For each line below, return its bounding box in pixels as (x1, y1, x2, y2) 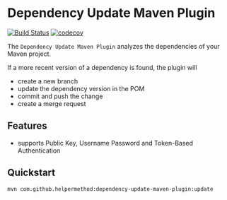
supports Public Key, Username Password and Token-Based (17, 139, 193, 147)
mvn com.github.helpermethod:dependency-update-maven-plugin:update (7, 185, 214, 192)
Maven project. (7, 49, 52, 58)
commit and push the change (17, 92, 103, 100)
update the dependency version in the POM (17, 84, 145, 93)
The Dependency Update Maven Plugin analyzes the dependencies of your (7, 42, 221, 50)
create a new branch (17, 76, 78, 86)
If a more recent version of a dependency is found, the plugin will (7, 63, 197, 71)
